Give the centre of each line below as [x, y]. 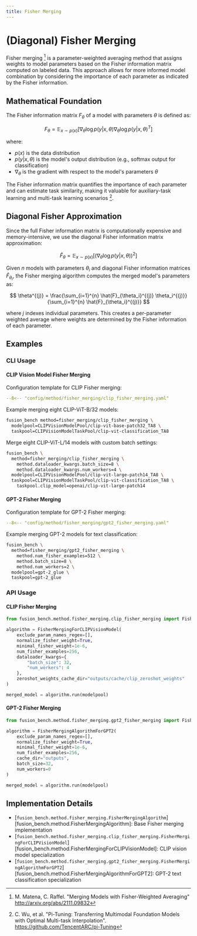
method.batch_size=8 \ [44, 561]
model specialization [39, 855]
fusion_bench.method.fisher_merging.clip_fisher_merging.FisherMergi [103, 837]
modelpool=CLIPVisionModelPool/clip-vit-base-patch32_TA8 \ [86, 426]
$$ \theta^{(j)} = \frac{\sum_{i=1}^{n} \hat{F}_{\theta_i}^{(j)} [82, 295]
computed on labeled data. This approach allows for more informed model [96, 70]
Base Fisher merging [159, 824]
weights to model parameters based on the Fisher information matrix [89, 64]
